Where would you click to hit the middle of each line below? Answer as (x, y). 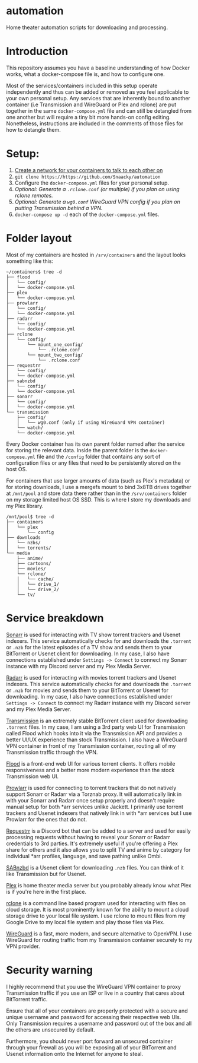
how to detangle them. (33, 129)
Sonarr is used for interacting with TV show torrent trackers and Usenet (93, 634)
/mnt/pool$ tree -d (30, 517)
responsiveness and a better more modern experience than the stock (90, 770)
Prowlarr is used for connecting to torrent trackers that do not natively (91, 788)
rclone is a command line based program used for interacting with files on (96, 903)
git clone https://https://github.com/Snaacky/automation (87, 177)
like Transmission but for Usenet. (46, 874)
